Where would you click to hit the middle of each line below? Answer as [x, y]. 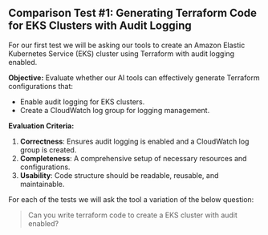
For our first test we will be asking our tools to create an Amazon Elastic [127, 45]
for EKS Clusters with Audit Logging [100, 26]
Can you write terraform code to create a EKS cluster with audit [133, 215]
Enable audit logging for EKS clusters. [82, 101]
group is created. [48, 150]
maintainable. [42, 184]
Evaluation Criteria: [41, 126]
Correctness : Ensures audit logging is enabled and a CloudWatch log [134, 141]
